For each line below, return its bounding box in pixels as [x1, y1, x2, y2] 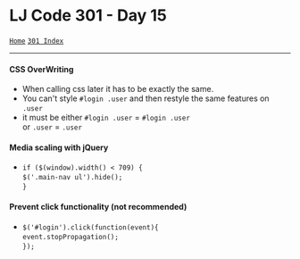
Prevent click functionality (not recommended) [9, 201, 187, 212]
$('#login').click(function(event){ [21, 222, 159, 232]
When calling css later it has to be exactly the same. [21, 84, 214, 95]
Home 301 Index [9, 37, 64, 46]
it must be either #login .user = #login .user [21, 113, 190, 123]
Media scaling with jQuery [9, 142, 109, 153]
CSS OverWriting [9, 63, 74, 74]
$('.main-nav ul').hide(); [21, 173, 123, 182]
